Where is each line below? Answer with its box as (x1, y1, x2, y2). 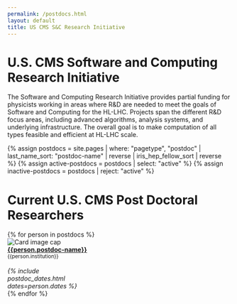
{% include (7, 267, 40, 276)
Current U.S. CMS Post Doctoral (7, 192, 199, 208)
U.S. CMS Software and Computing (7, 54, 218, 70)
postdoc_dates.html (7, 274, 65, 283)
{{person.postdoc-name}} (7, 246, 87, 254)
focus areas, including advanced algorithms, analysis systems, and (7, 115, 204, 124)
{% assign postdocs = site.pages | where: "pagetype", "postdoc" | (7, 144, 202, 153)
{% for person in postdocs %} (7, 230, 95, 239)
